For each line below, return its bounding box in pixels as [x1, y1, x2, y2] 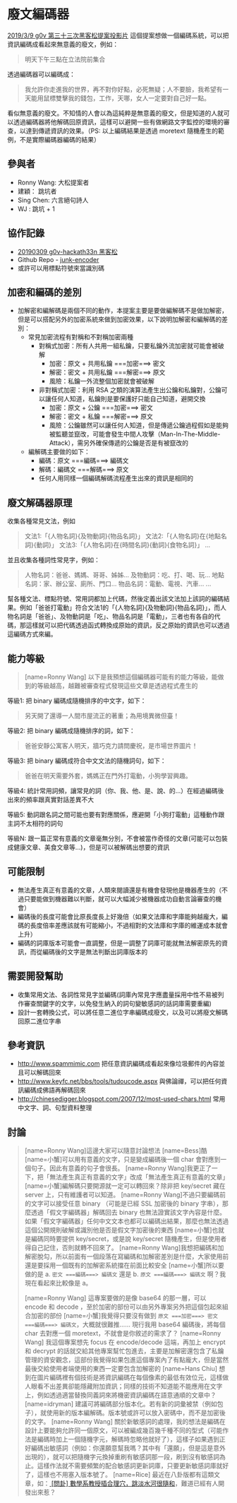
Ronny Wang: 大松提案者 [17, 178, 90, 186]
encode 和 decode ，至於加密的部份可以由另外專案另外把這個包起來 [24, 1302, 223, 1311]
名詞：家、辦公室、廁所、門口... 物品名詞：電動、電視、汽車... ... [24, 580, 212, 588]
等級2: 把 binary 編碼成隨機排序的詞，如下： [7, 727, 135, 735]
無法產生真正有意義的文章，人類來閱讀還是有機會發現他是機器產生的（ [17, 886, 222, 894]
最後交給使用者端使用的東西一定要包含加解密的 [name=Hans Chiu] [24, 1365, 217, 1373]
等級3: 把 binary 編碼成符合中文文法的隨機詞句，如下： [7, 756, 166, 765]
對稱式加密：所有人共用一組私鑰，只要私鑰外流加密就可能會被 [38, 342, 219, 350]
